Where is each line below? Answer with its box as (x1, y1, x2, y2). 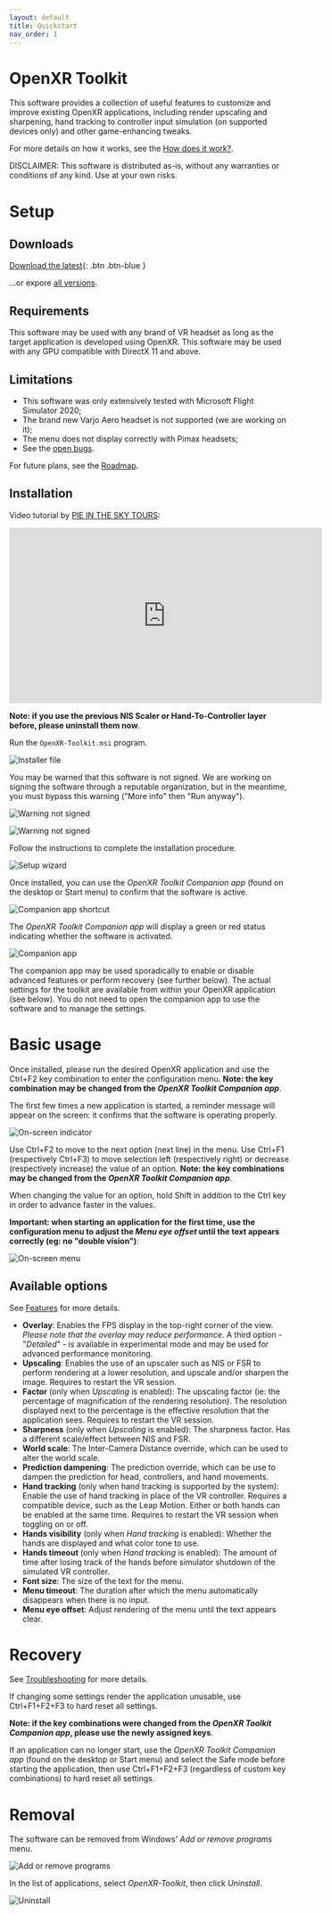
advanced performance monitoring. (21, 1348, 153, 1358)
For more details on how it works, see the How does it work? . (9, 144, 234, 154)
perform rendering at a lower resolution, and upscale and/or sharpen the (21, 1366, 289, 1378)
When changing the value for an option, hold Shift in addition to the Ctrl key (9, 1190, 286, 1200)
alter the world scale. (21, 1452, 100, 1463)
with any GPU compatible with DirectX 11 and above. (9, 346, 202, 357)
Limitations (9, 372, 73, 387)
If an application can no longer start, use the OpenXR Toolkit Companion (9, 1745, 277, 1755)
